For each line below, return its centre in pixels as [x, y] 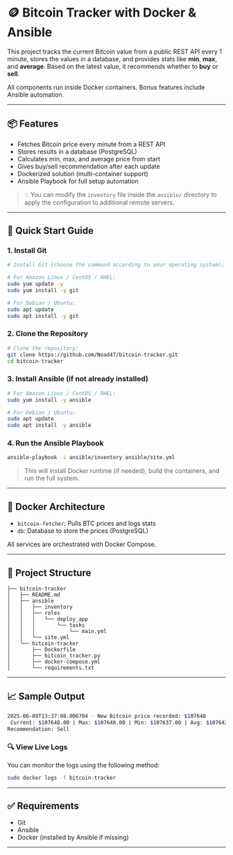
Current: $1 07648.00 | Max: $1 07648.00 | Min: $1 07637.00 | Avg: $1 [111, 722]
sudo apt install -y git [43, 316]
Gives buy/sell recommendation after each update [89, 166]
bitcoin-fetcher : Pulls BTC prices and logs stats [86, 524]
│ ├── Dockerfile [42, 649]
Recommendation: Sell [38, 729]
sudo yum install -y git [43, 291]
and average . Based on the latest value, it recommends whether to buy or [113, 66]
